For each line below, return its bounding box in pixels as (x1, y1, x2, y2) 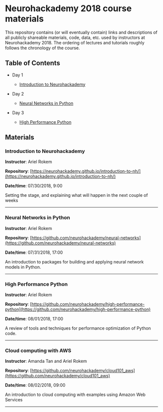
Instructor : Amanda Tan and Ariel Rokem (5, 358, 87, 364)
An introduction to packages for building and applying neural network (5, 259, 144, 264)
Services (5, 397, 23, 403)
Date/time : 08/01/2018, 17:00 (5, 316, 64, 322)
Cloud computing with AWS (5, 347, 71, 354)
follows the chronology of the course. (5, 45, 80, 51)
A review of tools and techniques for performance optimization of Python (5, 325, 151, 331)
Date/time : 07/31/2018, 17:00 (5, 249, 63, 255)
